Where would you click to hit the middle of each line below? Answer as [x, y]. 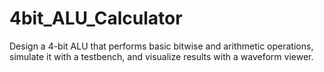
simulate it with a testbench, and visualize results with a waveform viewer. [161, 56]
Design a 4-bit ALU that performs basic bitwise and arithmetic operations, [161, 46]
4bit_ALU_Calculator [96, 18]
